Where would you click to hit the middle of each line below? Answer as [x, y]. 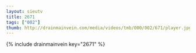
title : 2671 [20, 17]
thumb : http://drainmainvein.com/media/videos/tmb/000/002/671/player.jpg [99, 28]
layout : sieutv [24, 11]
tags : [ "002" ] [23, 22]
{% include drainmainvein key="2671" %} [56, 44]
